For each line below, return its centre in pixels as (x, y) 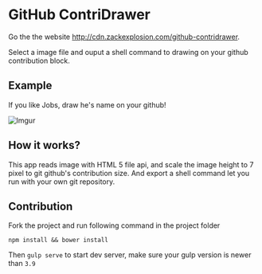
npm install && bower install (59, 241)
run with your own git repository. (62, 182)
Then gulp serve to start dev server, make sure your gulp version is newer (130, 255)
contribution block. (39, 61)
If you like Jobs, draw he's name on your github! (87, 104)
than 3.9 (22, 264)
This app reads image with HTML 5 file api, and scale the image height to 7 (131, 164)
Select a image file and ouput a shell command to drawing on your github (128, 52)
